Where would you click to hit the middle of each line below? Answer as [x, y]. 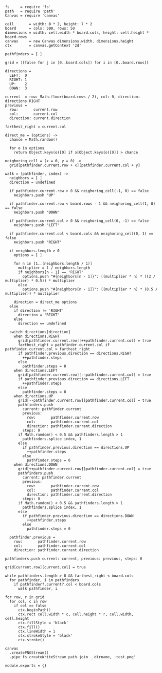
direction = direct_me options [45, 302]
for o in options [27, 148]
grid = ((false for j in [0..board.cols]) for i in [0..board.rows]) [77, 63]
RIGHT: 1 [18, 80]
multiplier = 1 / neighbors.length [54, 268]
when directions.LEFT [36, 370]
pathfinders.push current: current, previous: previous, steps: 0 [74, 559]
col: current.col [33, 114]
